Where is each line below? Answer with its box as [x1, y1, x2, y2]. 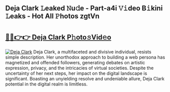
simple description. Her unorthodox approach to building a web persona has [5, 54, 165, 60]
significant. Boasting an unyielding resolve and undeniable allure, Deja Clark [5, 76, 164, 81]
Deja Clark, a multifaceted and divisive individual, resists [33, 49, 152, 55]
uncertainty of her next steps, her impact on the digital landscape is [5, 70, 148, 76]
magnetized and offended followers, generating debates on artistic [5, 60, 146, 65]
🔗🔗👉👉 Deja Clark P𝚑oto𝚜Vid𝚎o [5, 33, 111, 41]
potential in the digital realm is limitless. [5, 81, 88, 87]
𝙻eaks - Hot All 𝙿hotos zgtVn [5, 12, 100, 21]
